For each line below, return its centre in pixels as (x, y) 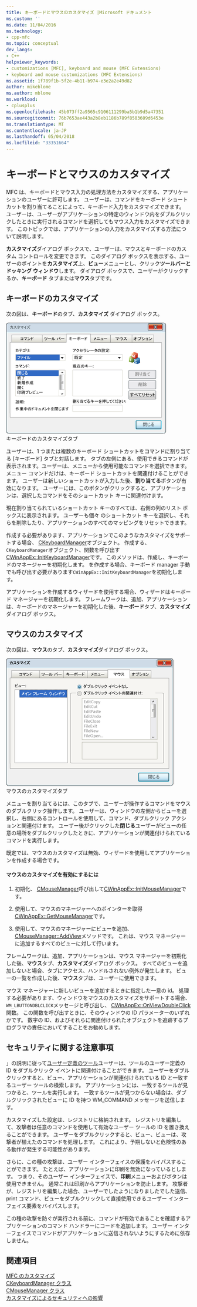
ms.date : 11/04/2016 (31, 25)
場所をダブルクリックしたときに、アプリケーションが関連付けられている (103, 833)
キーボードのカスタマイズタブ (42, 438)
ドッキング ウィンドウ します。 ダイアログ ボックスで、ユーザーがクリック (95, 270)
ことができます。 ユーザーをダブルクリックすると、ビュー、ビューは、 (96, 1134)
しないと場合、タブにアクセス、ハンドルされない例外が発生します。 (93, 970)
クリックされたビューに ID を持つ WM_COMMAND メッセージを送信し (96, 1100)
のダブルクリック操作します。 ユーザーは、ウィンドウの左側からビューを (94, 810)
